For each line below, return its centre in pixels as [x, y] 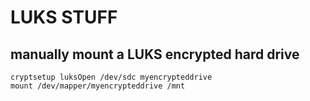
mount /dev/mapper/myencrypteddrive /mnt [98, 86]
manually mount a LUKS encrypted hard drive [155, 54]
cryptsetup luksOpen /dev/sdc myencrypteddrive [111, 77]
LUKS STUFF [64, 17]
